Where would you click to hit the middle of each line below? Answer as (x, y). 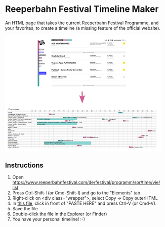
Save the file (25, 209)
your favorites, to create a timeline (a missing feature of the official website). (83, 28)
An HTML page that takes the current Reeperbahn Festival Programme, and (82, 23)
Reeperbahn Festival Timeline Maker (82, 9)
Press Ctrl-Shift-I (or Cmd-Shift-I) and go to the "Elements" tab (76, 193)
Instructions (24, 165)
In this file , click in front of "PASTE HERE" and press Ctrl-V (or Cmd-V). (84, 203)
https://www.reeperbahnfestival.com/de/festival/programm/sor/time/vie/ (86, 182)
